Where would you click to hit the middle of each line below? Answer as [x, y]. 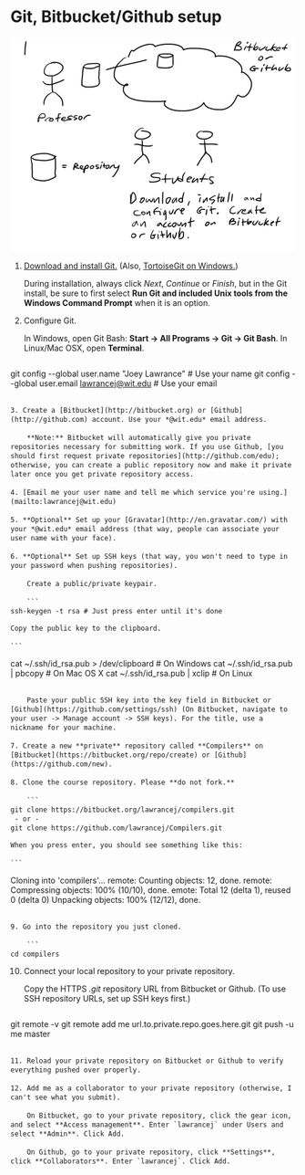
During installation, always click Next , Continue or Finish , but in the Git [155, 283]
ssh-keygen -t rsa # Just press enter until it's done [117, 611]
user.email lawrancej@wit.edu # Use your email [128, 383]
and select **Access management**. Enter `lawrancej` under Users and [147, 1125]
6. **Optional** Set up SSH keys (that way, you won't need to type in [149, 556]
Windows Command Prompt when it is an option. [117, 302]
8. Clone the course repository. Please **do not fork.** [122, 782]
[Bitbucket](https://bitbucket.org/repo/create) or [110, 755]
